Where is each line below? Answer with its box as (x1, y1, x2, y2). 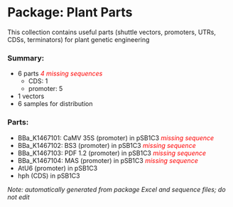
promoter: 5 (28, 85, 63, 93)
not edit (7, 193, 30, 201)
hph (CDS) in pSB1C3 (17, 171, 80, 180)
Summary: (7, 53, 45, 63)
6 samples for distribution (17, 100, 93, 108)
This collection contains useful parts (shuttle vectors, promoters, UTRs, (7, 28, 217, 36)
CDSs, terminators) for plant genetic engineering (7, 35, 150, 43)
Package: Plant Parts (7, 4, 133, 21)
